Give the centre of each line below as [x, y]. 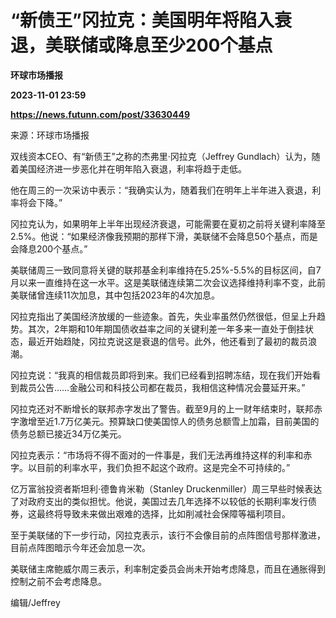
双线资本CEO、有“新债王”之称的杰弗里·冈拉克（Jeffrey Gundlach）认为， [161, 156]
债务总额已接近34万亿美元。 [68, 433]
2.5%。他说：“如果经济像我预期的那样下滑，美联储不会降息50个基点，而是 [164, 236]
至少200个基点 [211, 45]
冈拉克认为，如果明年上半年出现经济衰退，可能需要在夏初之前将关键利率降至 [168, 223]
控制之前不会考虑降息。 [58, 581]
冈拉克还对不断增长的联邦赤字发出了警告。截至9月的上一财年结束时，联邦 [162, 408]
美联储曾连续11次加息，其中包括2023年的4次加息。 [115, 295]
